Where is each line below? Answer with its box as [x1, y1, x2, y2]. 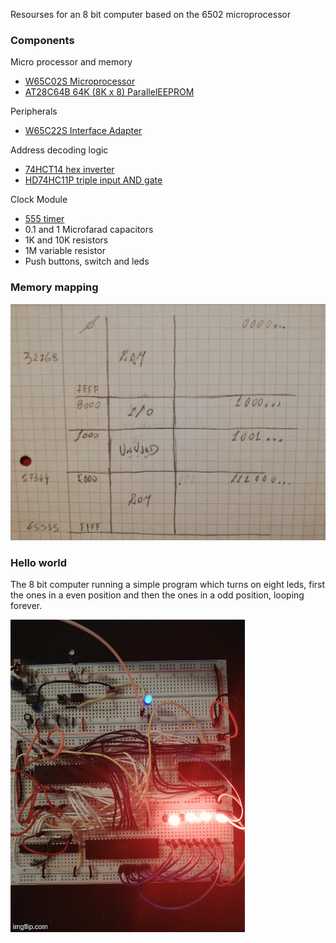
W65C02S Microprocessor [24, 75, 136, 88]
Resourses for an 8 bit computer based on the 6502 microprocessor [10, 9, 292, 20]
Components [10, 33, 75, 47]
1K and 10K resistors [24, 234, 109, 246]
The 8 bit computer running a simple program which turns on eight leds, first [10, 578, 326, 590]
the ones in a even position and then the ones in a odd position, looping [10, 589, 305, 601]
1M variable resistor [24, 245, 106, 257]
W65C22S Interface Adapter [24, 125, 143, 137]
